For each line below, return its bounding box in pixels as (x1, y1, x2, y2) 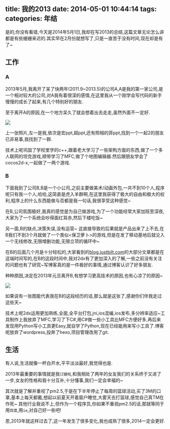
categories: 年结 (5, 14, 57, 23)
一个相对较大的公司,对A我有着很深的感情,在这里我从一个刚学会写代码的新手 (5, 92, 162, 98)
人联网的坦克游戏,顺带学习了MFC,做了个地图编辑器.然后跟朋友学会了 (5, 153, 148, 159)
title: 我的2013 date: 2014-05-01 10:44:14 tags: (5, 5, 157, 14)
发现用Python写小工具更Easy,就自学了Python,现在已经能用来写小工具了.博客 (5, 323, 164, 329)
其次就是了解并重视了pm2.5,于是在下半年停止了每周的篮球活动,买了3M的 (5, 388, 157, 394)
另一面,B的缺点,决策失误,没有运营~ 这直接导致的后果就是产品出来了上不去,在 (5, 225, 164, 232)
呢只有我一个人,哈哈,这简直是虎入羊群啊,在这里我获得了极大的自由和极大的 (5, 191, 161, 197)
